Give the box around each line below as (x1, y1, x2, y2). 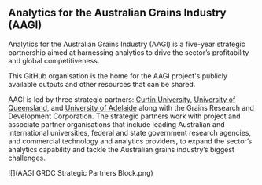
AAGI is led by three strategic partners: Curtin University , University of (8, 94, 236, 104)
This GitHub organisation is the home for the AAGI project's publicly (8, 71, 228, 81)
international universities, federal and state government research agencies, (8, 128, 252, 137)
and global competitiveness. (8, 56, 100, 65)
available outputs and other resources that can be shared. (8, 79, 196, 89)
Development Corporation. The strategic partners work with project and (8, 111, 241, 121)
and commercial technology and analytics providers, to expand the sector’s (8, 136, 253, 146)
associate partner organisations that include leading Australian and (8, 119, 226, 129)
